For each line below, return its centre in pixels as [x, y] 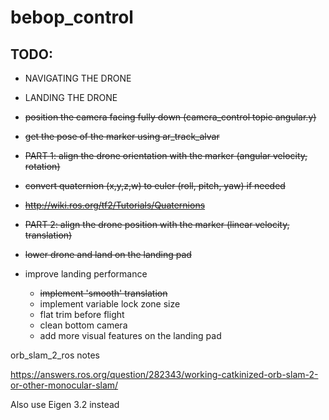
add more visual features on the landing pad [130, 335]
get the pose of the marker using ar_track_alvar [122, 136]
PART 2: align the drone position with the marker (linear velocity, [157, 224]
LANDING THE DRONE [71, 97]
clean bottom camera [83, 325]
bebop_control [72, 17]
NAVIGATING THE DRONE [78, 78]
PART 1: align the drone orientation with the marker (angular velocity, [166, 155]
